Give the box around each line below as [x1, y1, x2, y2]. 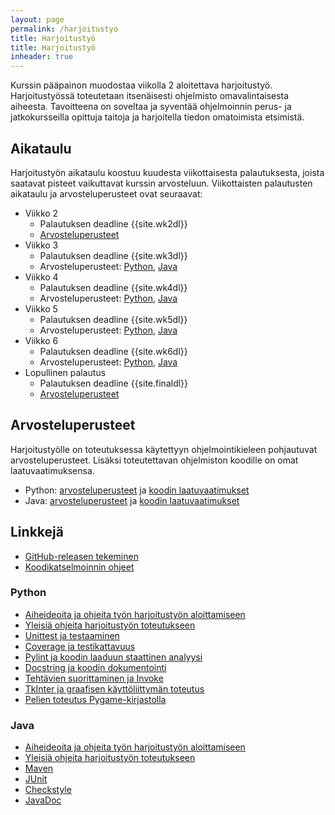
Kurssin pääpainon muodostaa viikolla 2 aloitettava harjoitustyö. [10, 79, 273, 91]
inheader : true [10, 52, 74, 62]
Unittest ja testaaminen [24, 629, 120, 641]
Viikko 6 [24, 334, 59, 346]
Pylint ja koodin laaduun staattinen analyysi [24, 651, 203, 663]
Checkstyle [24, 784, 72, 796]
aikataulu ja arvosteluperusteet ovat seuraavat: [10, 187, 203, 200]
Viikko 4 [24, 271, 59, 283]
